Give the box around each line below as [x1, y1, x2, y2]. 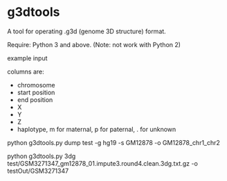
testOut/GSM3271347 [7, 166, 69, 175]
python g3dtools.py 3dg [7, 152, 76, 160]
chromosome [17, 80, 55, 89]
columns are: [7, 67, 45, 76]
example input [7, 53, 48, 62]
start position [17, 88, 55, 96]
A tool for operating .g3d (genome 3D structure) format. [7, 27, 166, 35]
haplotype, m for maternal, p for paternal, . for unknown [17, 125, 176, 133]
